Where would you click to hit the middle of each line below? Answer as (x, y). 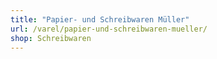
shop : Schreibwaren (51, 38)
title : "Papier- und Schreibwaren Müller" (100, 19)
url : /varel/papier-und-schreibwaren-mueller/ (109, 29)
